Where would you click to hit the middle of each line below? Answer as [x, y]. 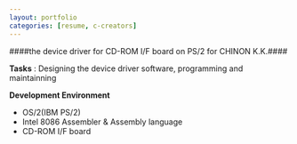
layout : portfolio [43, 17]
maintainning [33, 77]
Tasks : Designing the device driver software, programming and [126, 68]
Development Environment [60, 95]
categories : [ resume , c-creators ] [73, 26]
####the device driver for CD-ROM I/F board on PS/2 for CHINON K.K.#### [148, 51]
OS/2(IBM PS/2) [52, 112]
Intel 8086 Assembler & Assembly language [102, 122]
